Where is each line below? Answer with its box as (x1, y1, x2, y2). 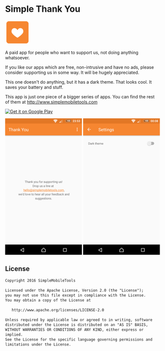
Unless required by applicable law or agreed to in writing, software (5, 318, 153, 322)
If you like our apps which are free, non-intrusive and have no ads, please (5, 64, 154, 70)
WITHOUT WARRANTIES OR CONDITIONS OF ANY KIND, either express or (5, 327, 144, 332)
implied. (5, 332, 23, 337)
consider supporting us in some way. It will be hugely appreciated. (5, 69, 139, 75)
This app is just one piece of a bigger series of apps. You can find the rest (5, 93, 155, 99)
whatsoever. (5, 55, 30, 60)
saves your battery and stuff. (5, 84, 63, 90)
